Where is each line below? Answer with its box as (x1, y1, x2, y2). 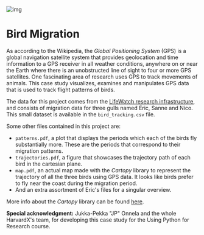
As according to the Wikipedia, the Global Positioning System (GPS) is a (6, 47, 187, 54)
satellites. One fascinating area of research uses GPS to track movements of (6, 73, 198, 80)
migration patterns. (15, 147, 63, 155)
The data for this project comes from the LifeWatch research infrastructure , (6, 97, 195, 105)
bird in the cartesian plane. (15, 160, 83, 167)
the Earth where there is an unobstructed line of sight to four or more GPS (6, 66, 192, 74)
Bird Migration (6, 27, 80, 41)
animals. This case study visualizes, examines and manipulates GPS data (6, 79, 189, 86)
